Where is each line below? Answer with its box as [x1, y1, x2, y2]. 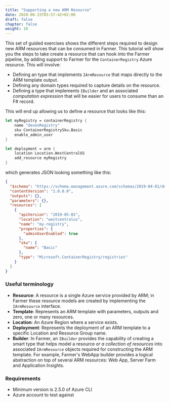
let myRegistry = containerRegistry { [5, 118, 87, 123]
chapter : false [5, 21, 37, 27]
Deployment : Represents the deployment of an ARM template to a [12, 324, 151, 331]
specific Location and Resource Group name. [12, 330, 107, 336]
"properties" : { [18, 226, 53, 231]
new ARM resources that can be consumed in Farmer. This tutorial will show [5, 46, 164, 52]
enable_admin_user [14, 132, 53, 137]
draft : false [5, 17, 33, 22]
